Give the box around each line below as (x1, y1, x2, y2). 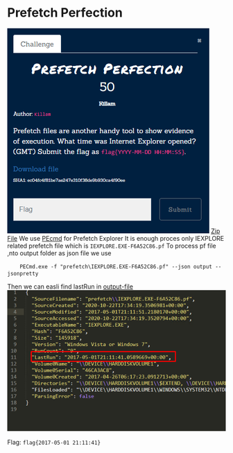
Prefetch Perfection (7, 5, 123, 21)
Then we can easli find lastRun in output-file (7, 282, 134, 291)
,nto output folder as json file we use (7, 248, 112, 257)
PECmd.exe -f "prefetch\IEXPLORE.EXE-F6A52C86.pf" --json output (19, 263, 213, 270)
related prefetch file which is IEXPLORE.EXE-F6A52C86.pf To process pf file (7, 241, 216, 250)
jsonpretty (7, 270, 39, 277)
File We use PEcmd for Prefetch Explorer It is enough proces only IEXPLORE (7, 234, 225, 242)
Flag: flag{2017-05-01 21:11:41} (7, 438, 101, 447)
